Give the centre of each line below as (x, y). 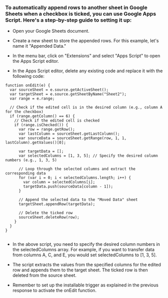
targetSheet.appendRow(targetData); (57, 204)
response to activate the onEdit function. (54, 290)
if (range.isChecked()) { (41, 125)
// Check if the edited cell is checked (57, 121)
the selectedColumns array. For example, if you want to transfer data (83, 250)
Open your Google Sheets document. (51, 31)
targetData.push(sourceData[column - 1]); (68, 187)
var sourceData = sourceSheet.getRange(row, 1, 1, (72, 138)
